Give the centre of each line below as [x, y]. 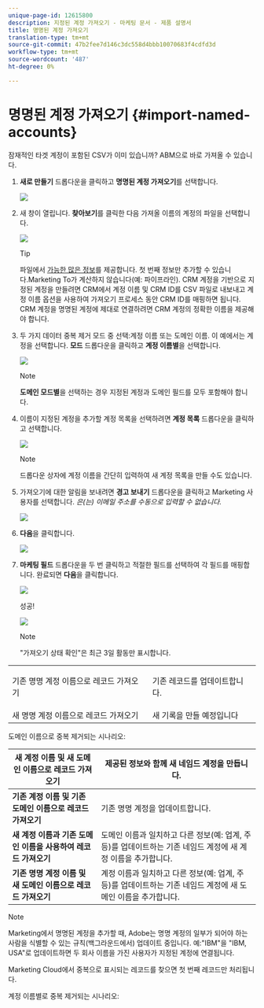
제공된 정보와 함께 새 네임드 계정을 [165, 763]
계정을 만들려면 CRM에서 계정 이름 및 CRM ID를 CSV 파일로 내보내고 [140, 289]
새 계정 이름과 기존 [44, 835]
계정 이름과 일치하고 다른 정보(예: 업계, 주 [172, 873]
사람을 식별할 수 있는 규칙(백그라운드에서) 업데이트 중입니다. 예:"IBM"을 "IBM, [128, 943]
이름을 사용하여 [48, 847]
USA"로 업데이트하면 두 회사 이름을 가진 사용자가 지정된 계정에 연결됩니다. [121, 952]
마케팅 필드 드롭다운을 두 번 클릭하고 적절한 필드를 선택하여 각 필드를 [124, 564]
